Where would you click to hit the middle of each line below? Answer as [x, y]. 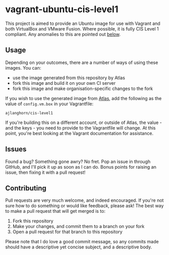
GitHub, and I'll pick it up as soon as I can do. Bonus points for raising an [81, 167]
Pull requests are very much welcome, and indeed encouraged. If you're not [85, 200]
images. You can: [23, 68]
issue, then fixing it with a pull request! [46, 172]
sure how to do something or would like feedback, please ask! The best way [85, 206]
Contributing [26, 188]
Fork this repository [33, 221]
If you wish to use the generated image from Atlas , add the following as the [83, 98]
